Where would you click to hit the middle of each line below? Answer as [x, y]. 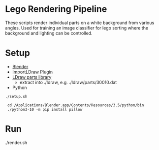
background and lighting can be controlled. [49, 33]
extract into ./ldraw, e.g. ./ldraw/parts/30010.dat [68, 82]
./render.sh [16, 142]
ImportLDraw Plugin [32, 72]
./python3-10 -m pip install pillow [45, 109]
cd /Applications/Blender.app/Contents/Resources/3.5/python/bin [76, 105]
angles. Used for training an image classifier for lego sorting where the [77, 28]
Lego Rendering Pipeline [56, 9]
